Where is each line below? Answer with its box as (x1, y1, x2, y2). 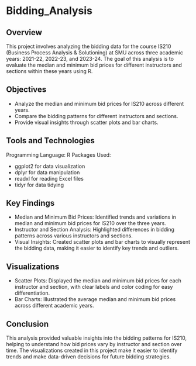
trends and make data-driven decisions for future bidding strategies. (6, 353, 171, 360)
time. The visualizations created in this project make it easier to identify (6, 347, 178, 354)
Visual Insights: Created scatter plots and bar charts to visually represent (14, 239, 191, 246)
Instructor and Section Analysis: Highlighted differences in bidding (14, 226, 174, 233)
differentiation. (14, 289, 50, 296)
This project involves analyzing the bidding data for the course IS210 (6, 43, 171, 50)
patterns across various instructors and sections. (14, 232, 133, 239)
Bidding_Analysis (6, 4, 92, 18)
